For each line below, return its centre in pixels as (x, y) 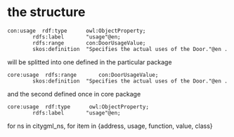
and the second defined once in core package (74, 94)
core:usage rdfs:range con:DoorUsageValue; (83, 75)
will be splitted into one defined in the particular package (90, 62)
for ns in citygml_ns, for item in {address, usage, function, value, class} (110, 126)
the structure (46, 12)
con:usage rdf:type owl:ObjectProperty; (77, 31)
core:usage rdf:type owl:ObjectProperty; (78, 107)
